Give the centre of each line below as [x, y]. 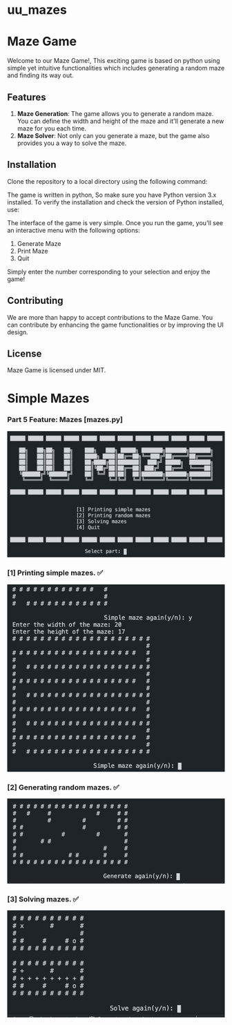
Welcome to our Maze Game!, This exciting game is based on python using [114, 61]
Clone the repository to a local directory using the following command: [107, 181]
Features [27, 97]
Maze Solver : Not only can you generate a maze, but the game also [113, 135]
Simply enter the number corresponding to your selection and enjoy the [109, 271]
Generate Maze [39, 243]
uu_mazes [37, 10]
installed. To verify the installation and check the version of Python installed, [116, 202]
